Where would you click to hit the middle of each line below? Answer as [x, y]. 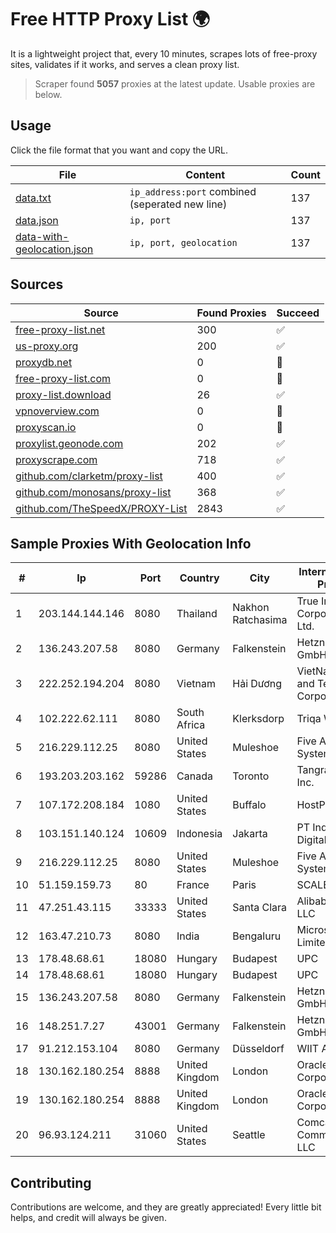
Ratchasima [260, 620]
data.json [37, 220]
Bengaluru [257, 936]
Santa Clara [260, 908]
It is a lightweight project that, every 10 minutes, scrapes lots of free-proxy [164, 53]
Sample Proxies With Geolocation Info [131, 543]
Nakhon [251, 608]
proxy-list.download [63, 394]
